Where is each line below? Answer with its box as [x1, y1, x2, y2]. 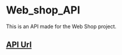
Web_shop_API [6, 4, 80, 17]
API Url [6, 40, 32, 50]
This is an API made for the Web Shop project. [6, 23, 117, 30]
